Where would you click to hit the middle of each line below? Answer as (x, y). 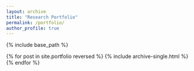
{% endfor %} (23, 63)
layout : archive (26, 12)
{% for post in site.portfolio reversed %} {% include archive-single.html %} (97, 56)
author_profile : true (33, 28)
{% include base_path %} (37, 45)
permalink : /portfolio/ (35, 22)
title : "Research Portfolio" (42, 17)
